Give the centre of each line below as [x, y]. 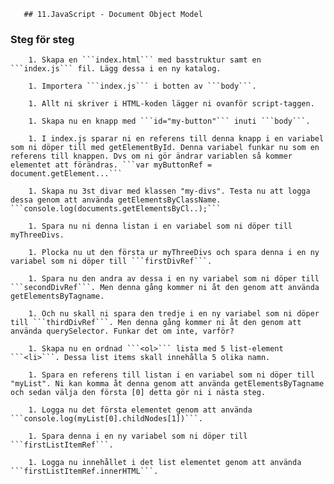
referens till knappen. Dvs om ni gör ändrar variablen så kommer [151, 156]
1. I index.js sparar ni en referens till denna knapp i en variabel [176, 139]
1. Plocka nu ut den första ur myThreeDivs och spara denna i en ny [174, 253]
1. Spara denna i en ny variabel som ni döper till [138, 436]
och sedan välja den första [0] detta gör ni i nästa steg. [138, 393]
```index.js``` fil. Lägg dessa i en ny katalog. [116, 69]
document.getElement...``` [66, 174]
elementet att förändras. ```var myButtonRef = [111, 165]
